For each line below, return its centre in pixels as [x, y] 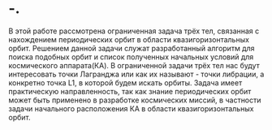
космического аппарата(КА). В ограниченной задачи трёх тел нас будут [134, 65]
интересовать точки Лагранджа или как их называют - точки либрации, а [136, 74]
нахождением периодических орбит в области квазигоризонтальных [129, 39]
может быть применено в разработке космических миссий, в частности [135, 100]
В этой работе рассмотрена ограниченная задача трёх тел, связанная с [134, 31]
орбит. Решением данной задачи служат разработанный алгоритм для [132, 48]
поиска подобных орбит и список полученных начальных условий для [131, 57]
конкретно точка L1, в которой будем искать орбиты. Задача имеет [125, 82]
